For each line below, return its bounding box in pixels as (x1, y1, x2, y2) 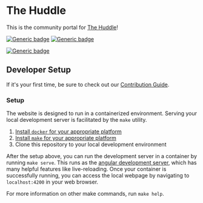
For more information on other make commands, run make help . (6, 190, 165, 198)
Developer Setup (6, 65, 72, 75)
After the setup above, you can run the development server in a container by (6, 153, 198, 160)
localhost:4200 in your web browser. (6, 178, 99, 185)
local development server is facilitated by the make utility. (6, 116, 147, 124)
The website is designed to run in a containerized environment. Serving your (6, 110, 198, 117)
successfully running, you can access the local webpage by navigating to (6, 172, 190, 179)
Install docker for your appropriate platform (15, 128, 122, 135)
